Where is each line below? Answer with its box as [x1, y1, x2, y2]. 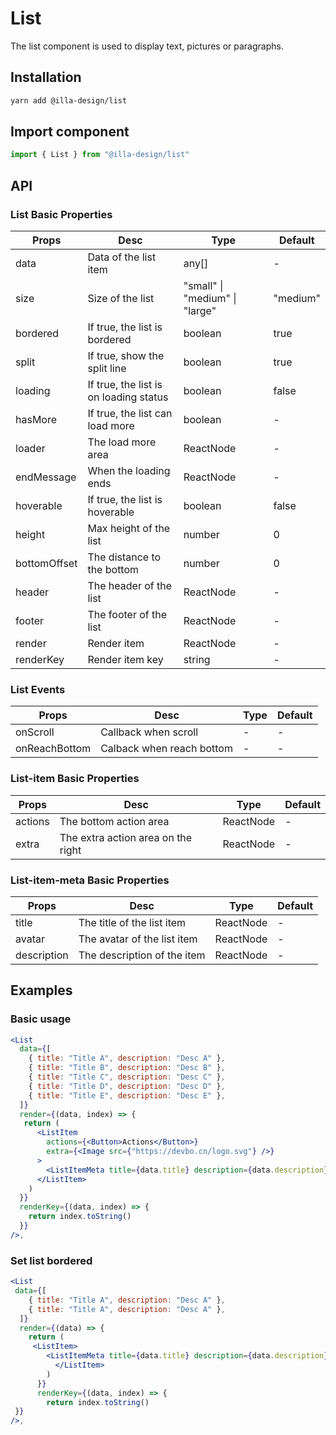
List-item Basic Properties [10, 772, 140, 786]
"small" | [183, 279, 224, 292]
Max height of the [87, 522, 171, 535]
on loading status [87, 390, 169, 404]
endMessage [15, 470, 77, 484]
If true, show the [87, 349, 165, 362]
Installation [10, 69, 82, 86]
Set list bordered [10, 1253, 93, 1267]
